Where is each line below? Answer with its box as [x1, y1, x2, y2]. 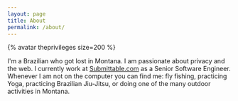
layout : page [7, 10, 46, 18]
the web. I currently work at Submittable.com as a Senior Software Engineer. [7, 65, 231, 73]
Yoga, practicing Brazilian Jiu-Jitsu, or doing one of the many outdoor [7, 80, 211, 88]
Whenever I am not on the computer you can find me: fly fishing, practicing [7, 72, 227, 80]
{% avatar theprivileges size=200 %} [7, 43, 116, 52]
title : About [7, 17, 46, 24]
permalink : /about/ [7, 23, 65, 31]
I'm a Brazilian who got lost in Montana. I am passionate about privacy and [7, 57, 225, 65]
